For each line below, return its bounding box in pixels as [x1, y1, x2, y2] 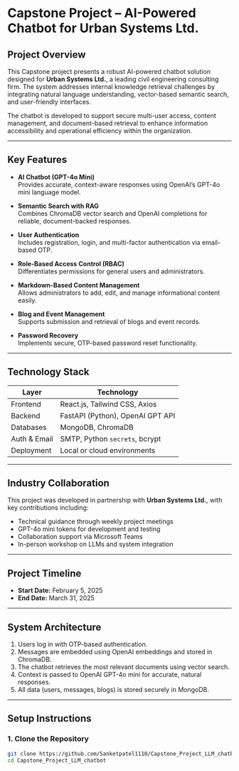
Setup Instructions [7, 713, 92, 725]
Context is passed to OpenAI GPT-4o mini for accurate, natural [17, 671, 202, 679]
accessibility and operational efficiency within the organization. [7, 127, 193, 135]
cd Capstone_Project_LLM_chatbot [7, 757, 107, 764]
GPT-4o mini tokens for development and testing [17, 525, 161, 533]
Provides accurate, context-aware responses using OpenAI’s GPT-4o [17, 180, 221, 189]
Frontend [11, 399, 41, 409]
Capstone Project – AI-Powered [7, 5, 197, 21]
